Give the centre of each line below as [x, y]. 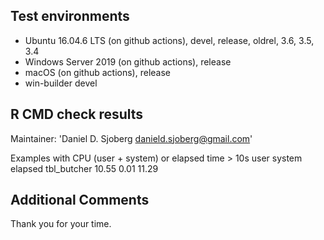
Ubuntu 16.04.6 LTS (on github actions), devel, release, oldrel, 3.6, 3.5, [169, 40]
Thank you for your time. [61, 224]
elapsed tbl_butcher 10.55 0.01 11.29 [84, 168]
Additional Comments [80, 200]
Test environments [70, 16]
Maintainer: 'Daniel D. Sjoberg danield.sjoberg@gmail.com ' [131, 138]
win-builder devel [61, 83]
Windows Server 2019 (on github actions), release [128, 61]
